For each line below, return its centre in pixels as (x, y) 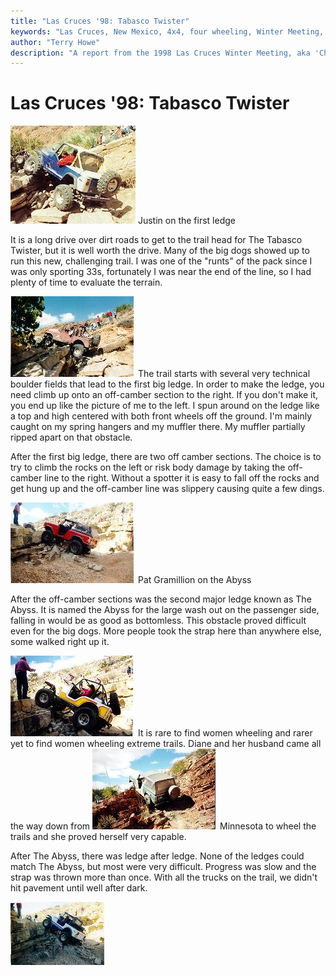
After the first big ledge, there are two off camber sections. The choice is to (166, 457)
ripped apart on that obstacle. (71, 437)
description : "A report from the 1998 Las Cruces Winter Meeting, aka (160, 53)
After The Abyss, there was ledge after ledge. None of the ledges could (157, 856)
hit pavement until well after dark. (79, 888)
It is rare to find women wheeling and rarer (225, 733)
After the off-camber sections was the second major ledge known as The (161, 599)
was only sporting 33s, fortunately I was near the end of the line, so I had (161, 272)
